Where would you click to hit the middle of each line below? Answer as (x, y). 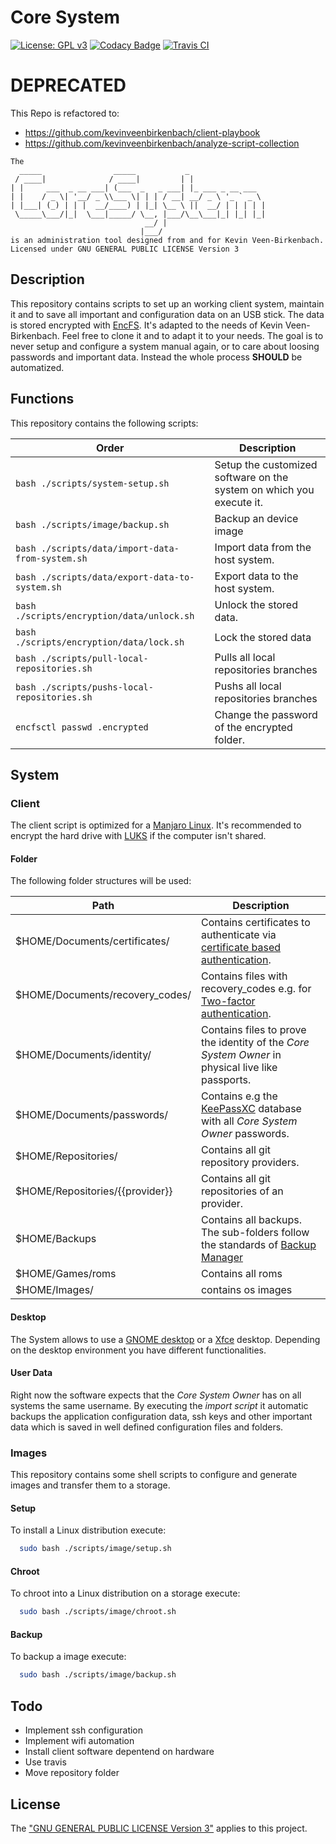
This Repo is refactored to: (65, 113)
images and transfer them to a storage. (90, 1485)
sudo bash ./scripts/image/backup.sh (98, 1675)
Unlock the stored (256, 604)
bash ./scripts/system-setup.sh (92, 483)
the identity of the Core (255, 1043)
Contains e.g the (239, 1096)
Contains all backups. (251, 1220)
